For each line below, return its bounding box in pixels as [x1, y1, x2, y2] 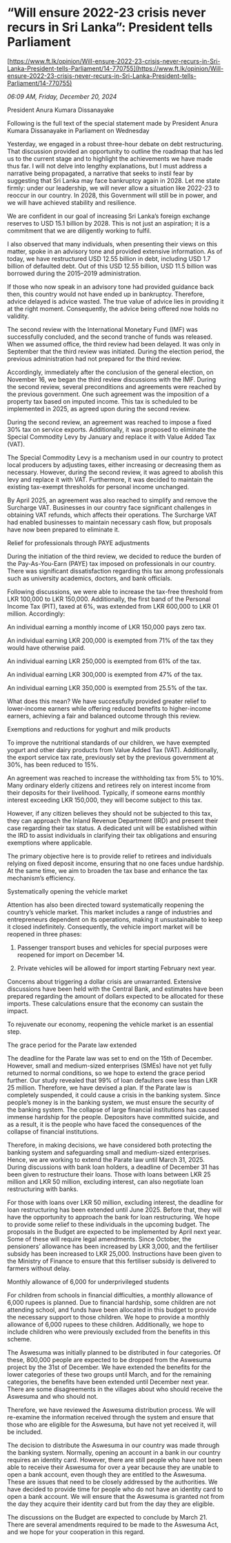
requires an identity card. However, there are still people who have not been [7, 1455, 223, 1464]
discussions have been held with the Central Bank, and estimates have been [7, 985, 224, 993]
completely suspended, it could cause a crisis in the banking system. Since [7, 1090, 221, 1099]
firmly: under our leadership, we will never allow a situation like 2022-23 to [7, 184, 219, 192]
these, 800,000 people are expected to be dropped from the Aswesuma [7, 1355, 212, 1364]
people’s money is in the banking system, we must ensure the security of [7, 1098, 214, 1106]
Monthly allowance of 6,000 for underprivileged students [7, 1277, 170, 1286]
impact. [7, 1006, 29, 1015]
